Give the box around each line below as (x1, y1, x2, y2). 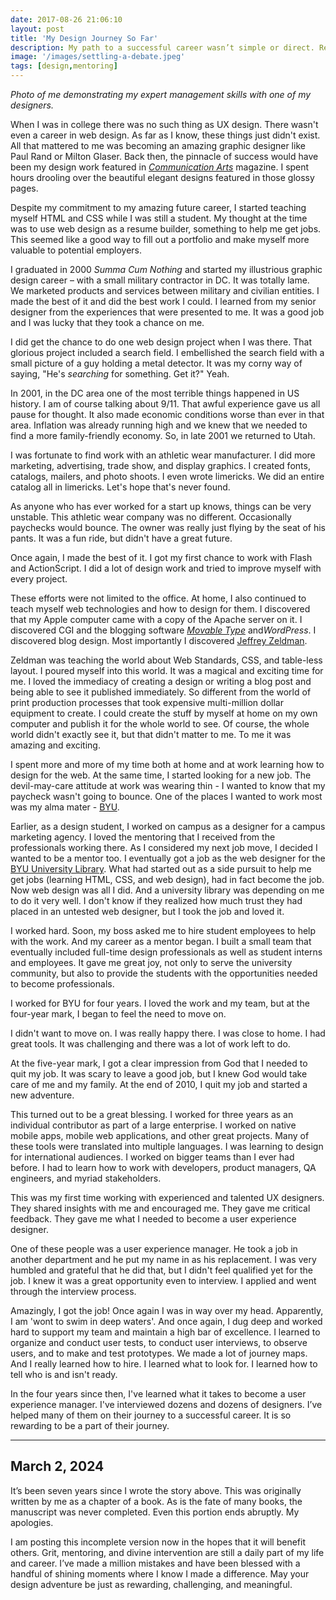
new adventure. (10, 1089, 75, 1101)
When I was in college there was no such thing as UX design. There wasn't (10, 119, 319, 130)
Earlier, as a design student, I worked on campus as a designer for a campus (10, 821, 326, 832)
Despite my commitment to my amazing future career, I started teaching (10, 202, 307, 213)
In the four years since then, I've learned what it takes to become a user (10, 1388, 307, 1400)
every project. (10, 573, 68, 585)
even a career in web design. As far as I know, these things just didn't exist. (10, 129, 321, 141)
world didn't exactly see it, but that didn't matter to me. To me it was (10, 729, 292, 740)
